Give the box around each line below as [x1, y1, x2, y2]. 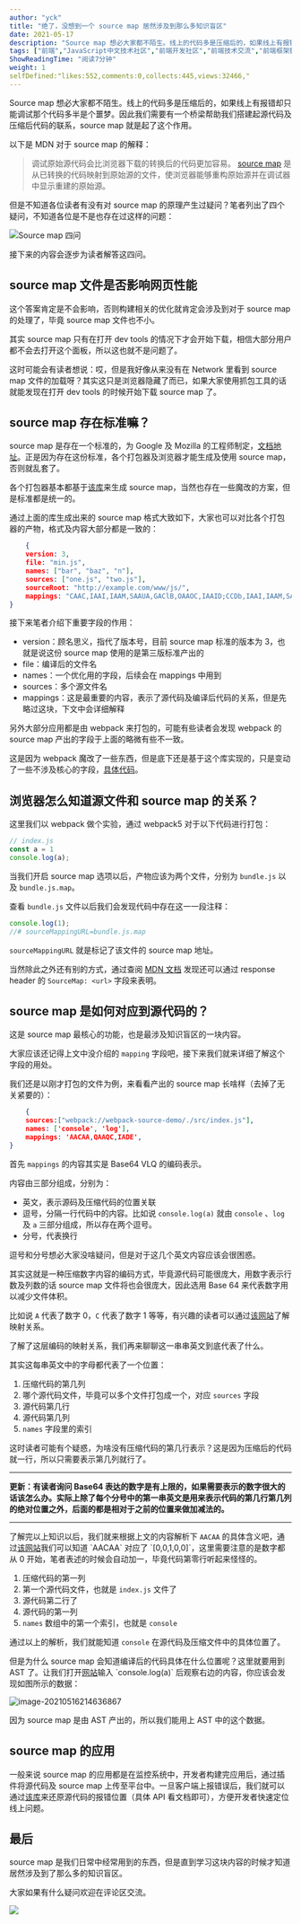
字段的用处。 [9, 1059, 56, 1070]
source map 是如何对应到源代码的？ [9, 1003, 210, 1019]
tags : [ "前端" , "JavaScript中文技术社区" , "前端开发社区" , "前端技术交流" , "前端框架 [9, 47, 290, 56]
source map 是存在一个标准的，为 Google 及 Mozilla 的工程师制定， [9, 441, 258, 452]
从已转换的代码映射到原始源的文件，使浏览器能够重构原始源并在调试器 [30, 169, 291, 180]
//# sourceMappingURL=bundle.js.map [9, 927, 146, 936]
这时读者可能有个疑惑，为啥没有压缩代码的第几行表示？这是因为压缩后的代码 [9, 1442, 292, 1453]
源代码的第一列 [21, 1606, 78, 1617]
